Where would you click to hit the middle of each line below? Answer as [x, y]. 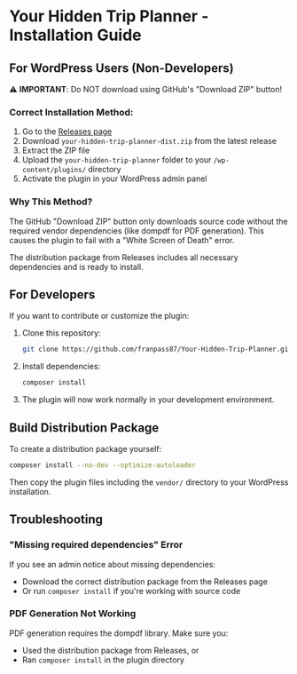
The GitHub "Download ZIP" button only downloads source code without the [148, 221]
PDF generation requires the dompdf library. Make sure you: [119, 633]
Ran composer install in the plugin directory [103, 660]
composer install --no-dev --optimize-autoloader [103, 465]
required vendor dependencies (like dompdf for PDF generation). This [137, 230]
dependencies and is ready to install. [76, 266]
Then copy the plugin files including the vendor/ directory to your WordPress [149, 482]
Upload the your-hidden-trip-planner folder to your [117, 160]
